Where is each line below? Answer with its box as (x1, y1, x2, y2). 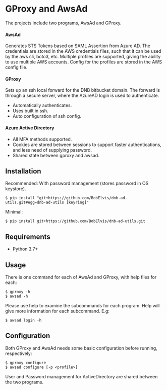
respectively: (5, 350, 32, 357)
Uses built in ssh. (12, 108, 49, 114)
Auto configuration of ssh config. (12, 113, 82, 119)
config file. (5, 64, 28, 70)
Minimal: (5, 209, 23, 215)
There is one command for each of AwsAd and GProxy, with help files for (5, 274, 157, 280)
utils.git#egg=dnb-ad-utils (5, 200, 65, 205)
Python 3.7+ (12, 246, 38, 252)
